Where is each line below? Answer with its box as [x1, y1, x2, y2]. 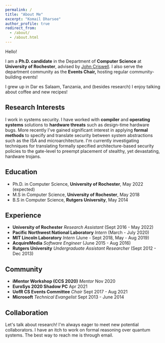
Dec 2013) [12, 251, 34, 257]
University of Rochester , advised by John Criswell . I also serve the [5, 63, 143, 69]
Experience [5, 211, 41, 219]
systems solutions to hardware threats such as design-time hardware [5, 122, 150, 128]
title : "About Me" [5, 12, 43, 17]
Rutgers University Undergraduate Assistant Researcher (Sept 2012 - [12, 245, 157, 251]
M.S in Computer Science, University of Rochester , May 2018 [12, 192, 140, 198]
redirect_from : [5, 26, 37, 31]
